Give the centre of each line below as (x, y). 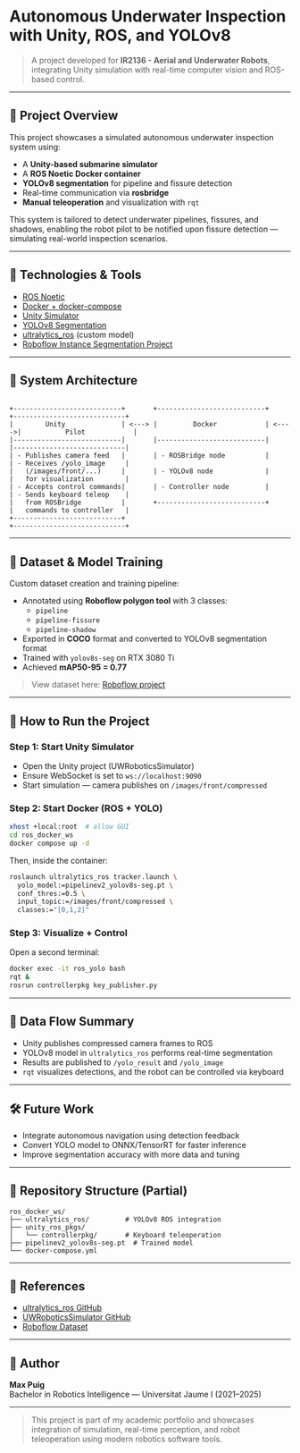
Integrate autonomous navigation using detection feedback (131, 1135)
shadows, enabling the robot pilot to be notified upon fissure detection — (144, 229)
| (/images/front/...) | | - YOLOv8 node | (139, 471)
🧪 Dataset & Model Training (86, 562)
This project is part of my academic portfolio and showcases (142, 1420)
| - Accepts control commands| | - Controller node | (139, 487)
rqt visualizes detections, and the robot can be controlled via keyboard (153, 1071)
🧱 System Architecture (74, 380)
